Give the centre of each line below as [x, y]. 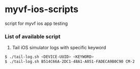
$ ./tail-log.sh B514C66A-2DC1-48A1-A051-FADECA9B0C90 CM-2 [70, 62]
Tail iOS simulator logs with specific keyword [59, 48]
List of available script [33, 37]
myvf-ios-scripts [41, 9]
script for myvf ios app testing [36, 23]
